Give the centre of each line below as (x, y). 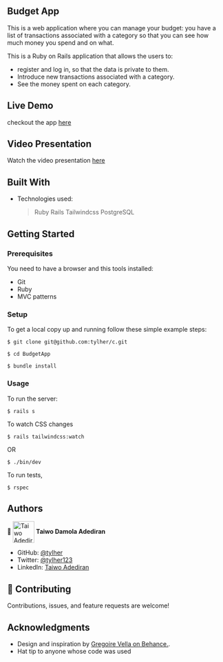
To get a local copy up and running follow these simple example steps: (107, 330)
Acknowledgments (49, 627)
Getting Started (41, 234)
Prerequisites (30, 253)
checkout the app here (39, 122)
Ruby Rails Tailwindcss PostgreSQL (84, 212)
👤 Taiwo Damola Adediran (56, 532)
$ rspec (18, 488)
